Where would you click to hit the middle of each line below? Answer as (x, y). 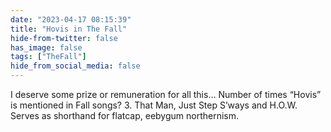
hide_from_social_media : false (75, 66)
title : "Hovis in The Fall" (69, 29)
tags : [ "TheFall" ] (48, 57)
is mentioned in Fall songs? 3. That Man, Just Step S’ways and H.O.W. (154, 105)
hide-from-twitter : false (64, 38)
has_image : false (46, 47)
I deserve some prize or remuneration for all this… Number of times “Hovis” (166, 94)
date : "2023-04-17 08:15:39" (71, 19)
